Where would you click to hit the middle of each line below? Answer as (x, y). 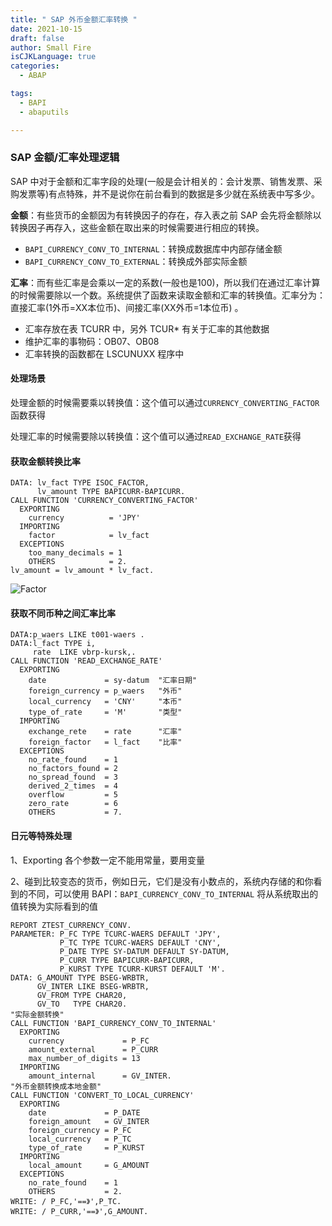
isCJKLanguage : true (53, 57)
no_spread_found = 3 (73, 777)
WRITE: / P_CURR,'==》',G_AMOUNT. (79, 1211)
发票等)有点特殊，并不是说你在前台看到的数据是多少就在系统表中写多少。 (169, 193)
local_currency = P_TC (80, 1139)
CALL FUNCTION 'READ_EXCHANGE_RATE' (86, 661)
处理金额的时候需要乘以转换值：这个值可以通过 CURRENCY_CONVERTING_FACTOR (165, 402)
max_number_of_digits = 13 (84, 1058)
